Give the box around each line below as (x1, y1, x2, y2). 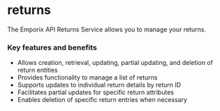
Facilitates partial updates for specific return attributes (17, 88, 175, 96)
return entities (17, 66, 58, 75)
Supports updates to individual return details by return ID (17, 81, 182, 89)
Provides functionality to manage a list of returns (17, 73, 158, 82)
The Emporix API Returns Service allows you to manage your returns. (7, 25, 206, 34)
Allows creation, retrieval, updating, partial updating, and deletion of (17, 59, 213, 67)
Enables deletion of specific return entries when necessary (17, 96, 187, 104)
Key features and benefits (7, 43, 98, 52)
